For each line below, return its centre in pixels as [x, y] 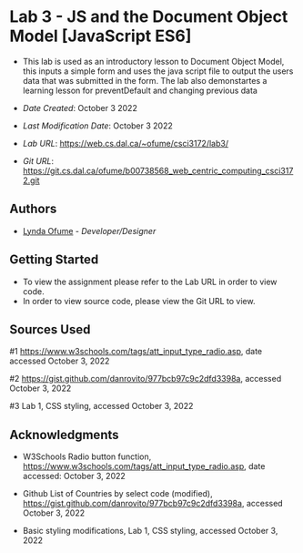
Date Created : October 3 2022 [80, 108]
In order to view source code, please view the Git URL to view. [139, 301]
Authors [33, 209]
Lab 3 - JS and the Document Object [149, 17]
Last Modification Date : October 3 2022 [97, 126]
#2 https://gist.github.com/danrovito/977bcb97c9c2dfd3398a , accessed [146, 379]
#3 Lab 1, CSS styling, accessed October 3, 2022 [101, 406]
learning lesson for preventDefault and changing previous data [140, 90]
